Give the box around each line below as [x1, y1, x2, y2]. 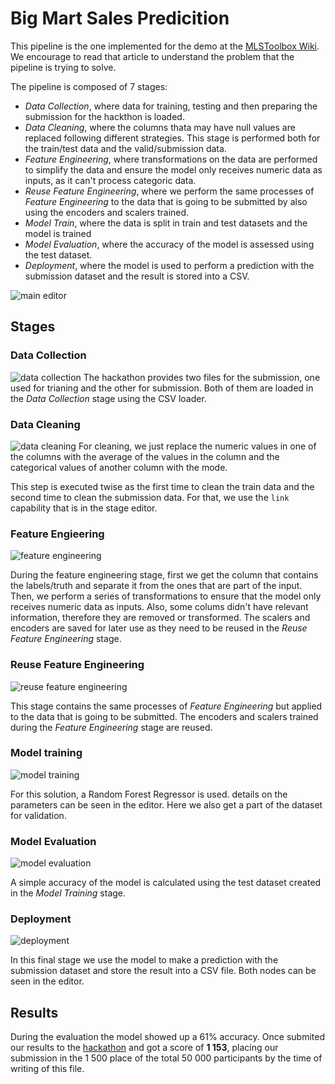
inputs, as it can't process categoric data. [24, 174, 197, 186]
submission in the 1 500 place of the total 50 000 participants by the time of [10, 1052, 323, 1064]
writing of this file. [10, 1063, 85, 1075]
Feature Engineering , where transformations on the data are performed [24, 153, 318, 165]
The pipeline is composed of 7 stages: [10, 80, 168, 92]
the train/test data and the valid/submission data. [24, 142, 227, 154]
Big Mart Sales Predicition [10, 7, 230, 30]
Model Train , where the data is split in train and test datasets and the [24, 217, 308, 229]
